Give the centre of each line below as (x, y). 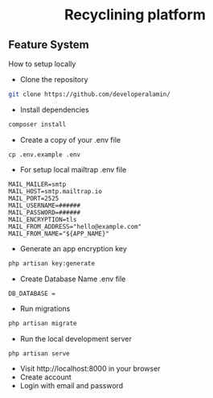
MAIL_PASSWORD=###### (45, 212)
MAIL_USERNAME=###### (45, 205)
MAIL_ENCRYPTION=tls (43, 219)
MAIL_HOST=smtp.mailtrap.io (55, 191)
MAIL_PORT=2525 (34, 198)
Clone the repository (54, 79)
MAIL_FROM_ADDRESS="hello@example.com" (75, 226)
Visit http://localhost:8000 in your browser (90, 369)
